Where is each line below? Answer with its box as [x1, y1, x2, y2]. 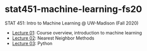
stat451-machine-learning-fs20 [5, 3, 142, 15]
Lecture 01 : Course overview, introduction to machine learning [12, 29, 142, 35]
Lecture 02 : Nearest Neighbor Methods [12, 35, 95, 41]
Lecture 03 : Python [12, 40, 53, 46]
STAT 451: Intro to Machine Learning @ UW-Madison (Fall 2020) [5, 20, 139, 26]
